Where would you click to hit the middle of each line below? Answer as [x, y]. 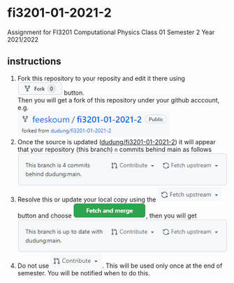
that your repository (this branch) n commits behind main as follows [114, 149]
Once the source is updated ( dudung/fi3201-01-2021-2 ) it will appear [116, 141]
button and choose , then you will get [107, 216]
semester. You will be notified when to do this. [83, 273]
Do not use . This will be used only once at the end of [120, 266]
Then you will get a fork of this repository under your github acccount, [118, 100]
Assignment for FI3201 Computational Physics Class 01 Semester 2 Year [111, 32]
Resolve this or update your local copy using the [87, 199]
